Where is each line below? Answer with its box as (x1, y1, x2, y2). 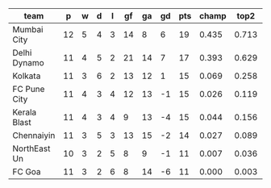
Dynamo (12, 57, 44, 68)
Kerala (12, 107, 37, 118)
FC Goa (12, 166, 42, 177)
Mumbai (12, 24, 44, 35)
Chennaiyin (12, 130, 56, 140)
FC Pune (12, 84, 45, 94)
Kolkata (12, 70, 41, 81)
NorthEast (12, 143, 51, 154)
